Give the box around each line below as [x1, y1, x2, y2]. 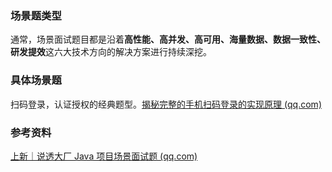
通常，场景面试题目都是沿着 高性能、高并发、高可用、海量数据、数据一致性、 [10, 33, 326, 46]
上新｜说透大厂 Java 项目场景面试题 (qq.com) [10, 150, 198, 162]
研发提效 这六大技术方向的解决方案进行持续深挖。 [10, 46, 212, 58]
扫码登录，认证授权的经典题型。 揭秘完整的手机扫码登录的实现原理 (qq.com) [10, 98, 322, 110]
